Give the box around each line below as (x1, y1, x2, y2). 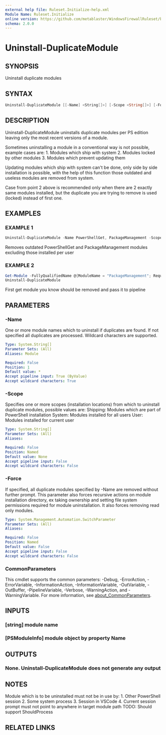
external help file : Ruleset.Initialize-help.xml (5, 7, 110, 12)
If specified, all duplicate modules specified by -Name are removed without (5, 486, 159, 492)
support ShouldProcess (5, 709, 53, 715)
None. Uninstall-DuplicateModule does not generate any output (5, 665, 161, 672)
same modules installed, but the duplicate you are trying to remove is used (5, 190, 157, 196)
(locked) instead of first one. (5, 195, 63, 201)
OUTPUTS (5, 650, 37, 658)
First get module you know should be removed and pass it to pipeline (5, 287, 146, 293)
